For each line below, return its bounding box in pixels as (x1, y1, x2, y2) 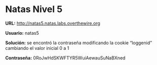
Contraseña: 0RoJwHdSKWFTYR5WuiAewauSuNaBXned (5, 54, 126, 61)
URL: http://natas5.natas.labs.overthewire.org (5, 20, 100, 26)
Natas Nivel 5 (5, 4, 63, 15)
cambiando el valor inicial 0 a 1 (5, 45, 69, 51)
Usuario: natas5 (5, 30, 40, 36)
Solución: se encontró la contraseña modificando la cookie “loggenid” (5, 39, 152, 46)
